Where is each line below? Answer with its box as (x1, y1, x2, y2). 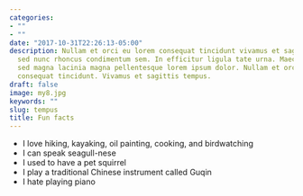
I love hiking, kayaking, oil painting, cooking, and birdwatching (22, 138, 254, 149)
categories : (9, 13, 54, 22)
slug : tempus (9, 105, 59, 114)
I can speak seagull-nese (22, 147, 117, 158)
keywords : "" (9, 96, 59, 106)
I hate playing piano (22, 176, 96, 187)
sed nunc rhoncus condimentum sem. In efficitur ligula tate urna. (17, 55, 277, 64)
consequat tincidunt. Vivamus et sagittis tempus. (17, 72, 212, 81)
